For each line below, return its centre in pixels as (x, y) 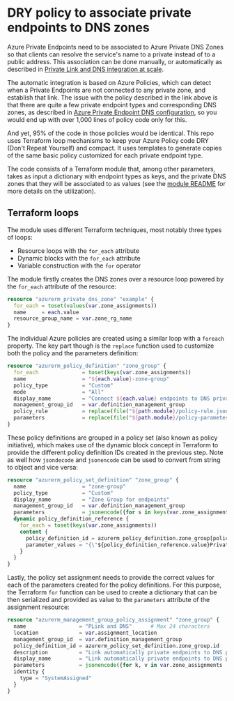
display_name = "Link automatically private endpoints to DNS (118, 659)
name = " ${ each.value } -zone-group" (92, 379)
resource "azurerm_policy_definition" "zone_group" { (87, 366)
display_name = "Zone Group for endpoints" (92, 500)
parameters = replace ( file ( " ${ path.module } (95, 418)
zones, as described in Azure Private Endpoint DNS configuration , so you (112, 112)
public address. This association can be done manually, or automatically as (115, 61)
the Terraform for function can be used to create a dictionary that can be (112, 592)
